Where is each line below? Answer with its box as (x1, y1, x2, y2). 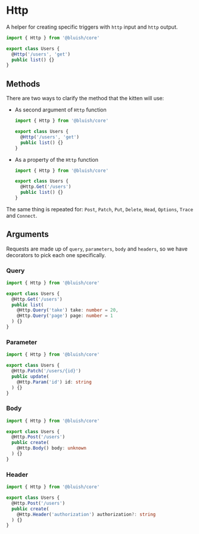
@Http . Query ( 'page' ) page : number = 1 (17, 313, 113, 319)
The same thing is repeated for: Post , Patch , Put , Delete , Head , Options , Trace (6, 205, 194, 212)
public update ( (11, 374, 49, 379)
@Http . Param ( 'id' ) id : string (17, 379, 92, 385)
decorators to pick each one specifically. (6, 251, 106, 258)
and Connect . (6, 212, 38, 219)
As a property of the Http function (14, 156, 98, 163)
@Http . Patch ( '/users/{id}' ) (11, 368, 82, 374)
